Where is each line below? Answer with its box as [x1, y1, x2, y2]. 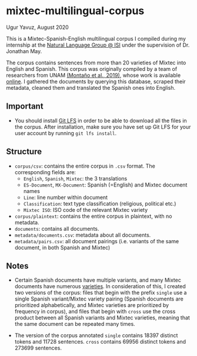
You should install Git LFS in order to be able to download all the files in [14, 117, 187, 124]
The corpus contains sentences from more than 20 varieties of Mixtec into [6, 59, 186, 66]
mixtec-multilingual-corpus [6, 4, 145, 18]
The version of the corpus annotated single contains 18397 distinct [14, 332, 178, 339]
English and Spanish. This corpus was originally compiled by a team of [6, 65, 178, 72]
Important [6, 102, 44, 112]
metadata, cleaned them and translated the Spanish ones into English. [6, 84, 176, 91]
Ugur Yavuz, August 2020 [6, 24, 69, 31]
